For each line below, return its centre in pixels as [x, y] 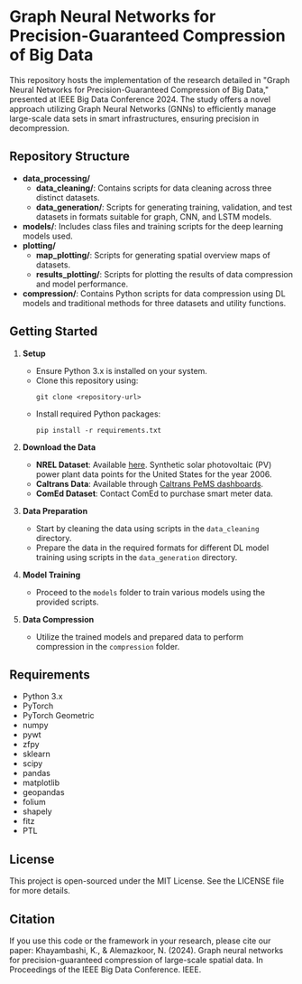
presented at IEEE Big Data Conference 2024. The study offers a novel [140, 99]
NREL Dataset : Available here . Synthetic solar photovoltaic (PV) [154, 464]
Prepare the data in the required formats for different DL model [152, 548]
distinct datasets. [68, 197]
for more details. [40, 891]
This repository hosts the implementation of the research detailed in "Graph [150, 80]
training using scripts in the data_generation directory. [137, 557]
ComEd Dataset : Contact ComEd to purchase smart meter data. [154, 493]
